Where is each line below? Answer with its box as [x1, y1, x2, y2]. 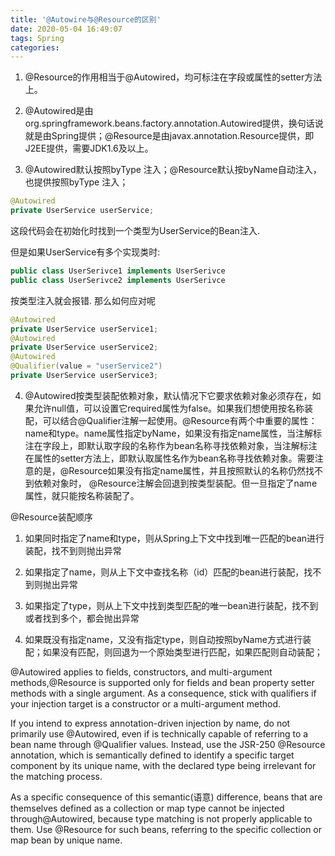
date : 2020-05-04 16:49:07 [10, 24, 123, 34]
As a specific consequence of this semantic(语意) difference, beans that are [10, 791, 323, 803]
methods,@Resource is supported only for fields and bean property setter [10, 676, 315, 688]
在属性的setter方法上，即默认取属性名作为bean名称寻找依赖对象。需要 [24, 452, 315, 464]
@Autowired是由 [24, 105, 94, 117]
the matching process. [10, 770, 103, 782]
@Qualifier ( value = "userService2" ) [10, 361, 163, 371]
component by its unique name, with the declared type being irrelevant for [10, 759, 317, 771]
